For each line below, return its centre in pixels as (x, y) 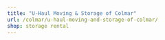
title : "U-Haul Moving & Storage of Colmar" (72, 13)
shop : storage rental (38, 26)
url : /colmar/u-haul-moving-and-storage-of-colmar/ (82, 20)
